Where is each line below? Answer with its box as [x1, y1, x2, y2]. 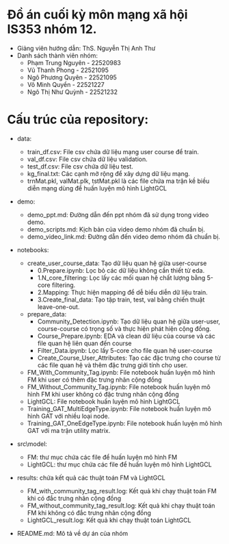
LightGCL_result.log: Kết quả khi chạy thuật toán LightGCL [27, 516, 191, 524]
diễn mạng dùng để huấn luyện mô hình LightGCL [27, 184, 167, 192]
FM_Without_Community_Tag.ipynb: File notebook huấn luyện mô [27, 382, 211, 391]
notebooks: [16, 245, 49, 254]
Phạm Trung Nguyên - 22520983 [27, 58, 121, 66]
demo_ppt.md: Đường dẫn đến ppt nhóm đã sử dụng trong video [27, 210, 209, 219]
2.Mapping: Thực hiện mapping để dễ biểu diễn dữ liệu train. [37, 288, 208, 296]
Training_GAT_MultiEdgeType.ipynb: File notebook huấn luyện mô [27, 404, 212, 412]
